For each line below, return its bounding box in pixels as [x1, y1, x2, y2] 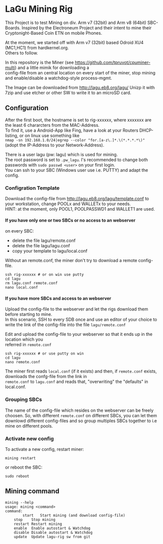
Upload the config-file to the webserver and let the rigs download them [5, 306, 148, 312]
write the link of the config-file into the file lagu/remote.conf [5, 322, 126, 328]
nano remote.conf [5, 360, 41, 365]
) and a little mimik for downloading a [15, 65, 89, 71]
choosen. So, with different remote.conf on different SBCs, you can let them [5, 412, 157, 418]
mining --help [5, 500, 34, 505]
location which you [5, 336, 43, 342]
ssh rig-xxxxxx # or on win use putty [5, 272, 84, 277]
